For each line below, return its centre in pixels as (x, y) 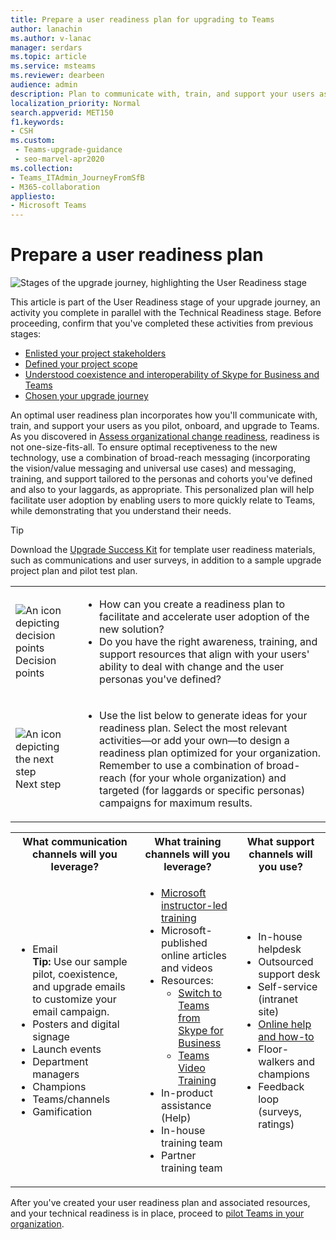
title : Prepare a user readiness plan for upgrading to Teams (142, 19)
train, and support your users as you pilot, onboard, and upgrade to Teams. (165, 426)
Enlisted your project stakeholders (95, 353)
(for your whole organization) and (207, 778)
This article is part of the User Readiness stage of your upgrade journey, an (165, 302)
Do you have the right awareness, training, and (208, 642)
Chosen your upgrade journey (86, 396)
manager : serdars (46, 47)
